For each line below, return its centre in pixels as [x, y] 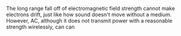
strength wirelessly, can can [41, 27]
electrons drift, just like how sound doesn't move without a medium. [89, 15]
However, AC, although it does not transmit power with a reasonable [89, 21]
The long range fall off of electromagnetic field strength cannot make [90, 8]
